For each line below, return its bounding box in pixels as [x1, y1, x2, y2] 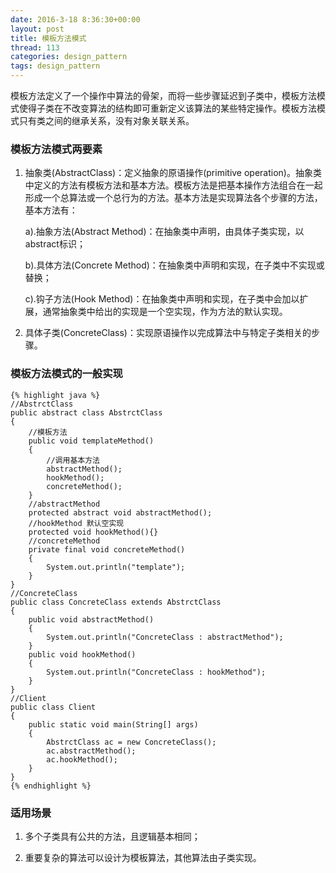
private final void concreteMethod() [28, 544, 186, 555]
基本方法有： [24, 204, 78, 216]
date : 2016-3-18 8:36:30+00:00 [10, 14, 141, 25]
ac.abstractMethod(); [46, 746, 137, 756]
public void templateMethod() [28, 436, 155, 446]
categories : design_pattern [10, 52, 128, 62]
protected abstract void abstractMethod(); [28, 507, 213, 518]
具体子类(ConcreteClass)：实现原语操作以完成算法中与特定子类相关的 [24, 327, 312, 339]
